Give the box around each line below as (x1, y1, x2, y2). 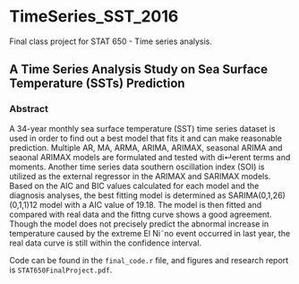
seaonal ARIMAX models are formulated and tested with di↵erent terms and (9, 151, 291, 162)
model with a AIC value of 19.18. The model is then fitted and (38, 199, 262, 210)
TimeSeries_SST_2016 (9, 6, 179, 27)
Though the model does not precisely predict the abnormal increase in (9, 218, 269, 229)
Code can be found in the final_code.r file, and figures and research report (9, 254, 289, 265)
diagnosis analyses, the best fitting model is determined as (9, 190, 226, 201)
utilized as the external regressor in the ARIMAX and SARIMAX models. (9, 170, 271, 181)
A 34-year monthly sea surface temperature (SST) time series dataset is (9, 123, 276, 133)
